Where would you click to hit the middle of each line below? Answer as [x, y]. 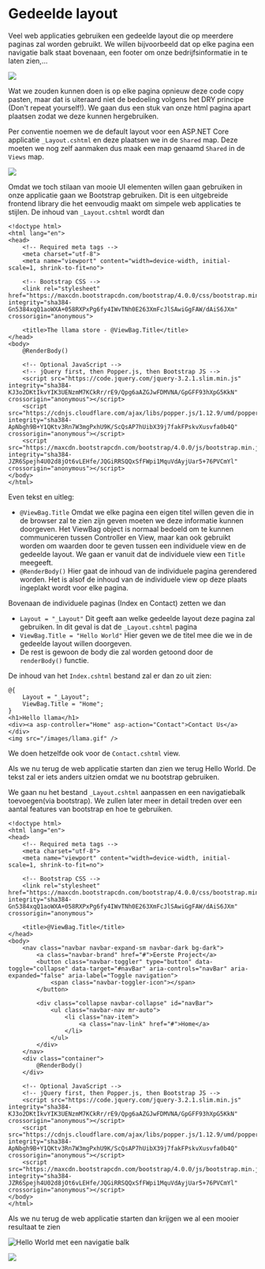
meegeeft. [36, 563]
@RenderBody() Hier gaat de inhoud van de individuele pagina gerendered [138, 570]
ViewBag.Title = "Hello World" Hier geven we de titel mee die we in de [136, 635]
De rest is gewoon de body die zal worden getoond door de [116, 652]
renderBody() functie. [54, 660]
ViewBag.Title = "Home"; [63, 704]
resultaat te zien [34, 1226]
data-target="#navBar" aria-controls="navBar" [149, 969]
